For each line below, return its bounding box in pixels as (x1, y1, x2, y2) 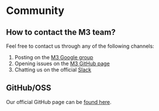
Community (6, 4, 65, 17)
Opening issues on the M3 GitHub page (14, 60, 110, 67)
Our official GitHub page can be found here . (6, 98, 112, 105)
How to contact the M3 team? (6, 27, 116, 37)
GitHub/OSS (6, 83, 51, 93)
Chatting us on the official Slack (14, 66, 92, 73)
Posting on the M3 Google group (14, 54, 94, 60)
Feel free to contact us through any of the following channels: (6, 42, 154, 49)
